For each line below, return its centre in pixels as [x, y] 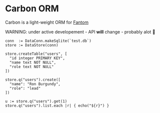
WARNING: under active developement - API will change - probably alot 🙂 [80, 32]
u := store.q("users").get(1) [36, 101]
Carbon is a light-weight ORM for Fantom [47, 22]
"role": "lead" [25, 88]
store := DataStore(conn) [32, 45]
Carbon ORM [32, 9]
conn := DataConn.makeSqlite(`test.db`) [48, 41]
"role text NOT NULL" [32, 67]
